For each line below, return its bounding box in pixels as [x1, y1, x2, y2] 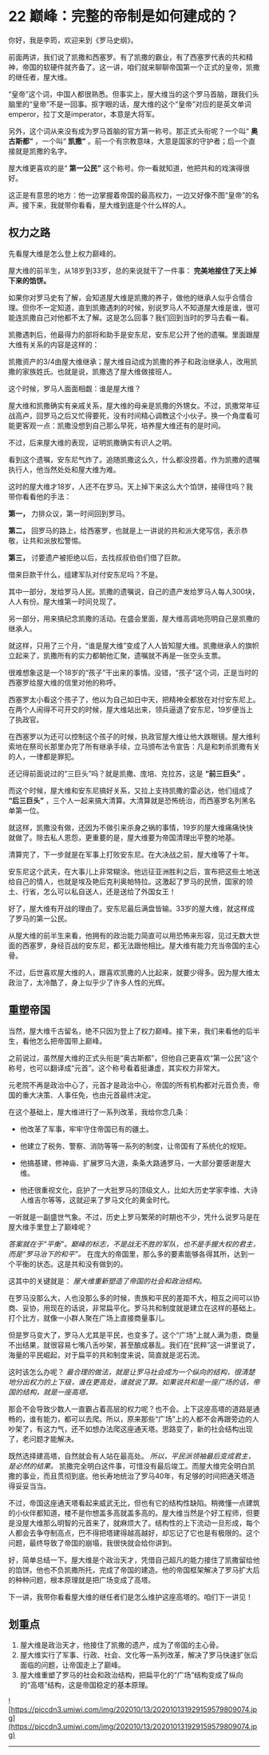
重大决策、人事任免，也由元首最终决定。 [22, 1089, 156, 1100]
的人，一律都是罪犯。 [8, 751, 78, 761]
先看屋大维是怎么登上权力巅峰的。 [8, 249, 121, 258]
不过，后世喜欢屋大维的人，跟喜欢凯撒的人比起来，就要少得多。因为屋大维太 [8, 967, 260, 977]
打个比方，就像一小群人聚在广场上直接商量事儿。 [8, 1313, 169, 1322]
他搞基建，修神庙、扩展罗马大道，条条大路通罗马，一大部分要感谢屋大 [19, 1157, 251, 1168]
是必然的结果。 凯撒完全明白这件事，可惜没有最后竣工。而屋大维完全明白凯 [8, 1461, 255, 1470]
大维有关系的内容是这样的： [8, 339, 100, 349]
